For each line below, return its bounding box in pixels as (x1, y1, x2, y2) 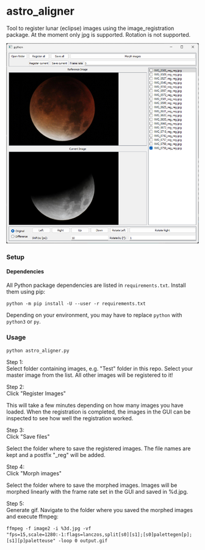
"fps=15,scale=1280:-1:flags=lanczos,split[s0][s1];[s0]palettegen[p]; (6, 532, 192, 538)
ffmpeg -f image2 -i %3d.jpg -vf (6, 526, 92, 532)
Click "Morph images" (6, 470, 62, 477)
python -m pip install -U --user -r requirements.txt (6, 300, 146, 307)
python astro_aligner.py (6, 347, 70, 354)
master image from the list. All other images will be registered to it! (6, 371, 173, 379)
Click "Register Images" (6, 390, 66, 397)
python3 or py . (6, 318, 41, 325)
